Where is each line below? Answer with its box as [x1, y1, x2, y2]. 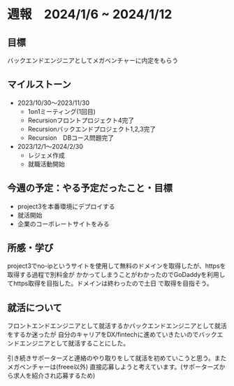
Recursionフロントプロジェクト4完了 [27, 116, 135, 124]
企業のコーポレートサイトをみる [17, 220, 110, 228]
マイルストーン [7, 78, 71, 91]
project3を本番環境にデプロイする [17, 202, 115, 210]
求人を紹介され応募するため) [13, 371, 96, 380]
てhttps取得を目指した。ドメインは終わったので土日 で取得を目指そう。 [7, 279, 213, 287]
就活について [7, 301, 63, 313]
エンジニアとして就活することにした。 [19, 339, 130, 348]
